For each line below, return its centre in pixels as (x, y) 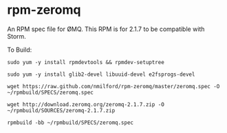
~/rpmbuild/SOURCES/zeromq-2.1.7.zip (61, 110)
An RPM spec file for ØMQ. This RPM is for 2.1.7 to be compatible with (106, 29)
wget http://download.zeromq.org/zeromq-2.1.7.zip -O (86, 104)
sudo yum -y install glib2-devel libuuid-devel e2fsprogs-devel (101, 74)
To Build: (20, 50)
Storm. (17, 36)
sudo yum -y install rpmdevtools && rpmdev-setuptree (86, 62)
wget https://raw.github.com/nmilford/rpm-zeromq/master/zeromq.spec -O (113, 86)
